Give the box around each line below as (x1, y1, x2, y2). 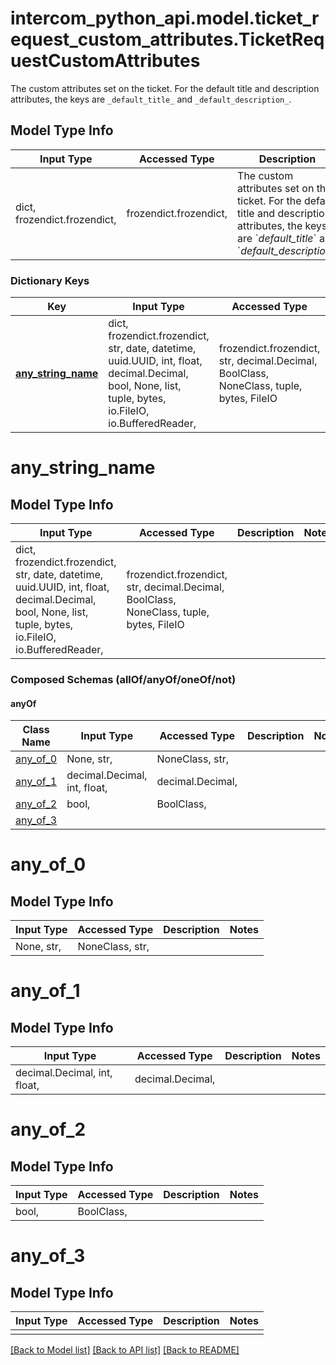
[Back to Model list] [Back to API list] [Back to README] (10, 1344, 240, 1356)
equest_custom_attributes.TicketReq (10, 28, 325, 51)
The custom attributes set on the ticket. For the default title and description (10, 82, 320, 94)
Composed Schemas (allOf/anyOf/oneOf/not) (10, 672, 237, 686)
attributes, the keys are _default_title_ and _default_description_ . (10, 93, 292, 105)
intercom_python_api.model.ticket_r (10, 7, 320, 30)
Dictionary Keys (10, 273, 90, 287)
